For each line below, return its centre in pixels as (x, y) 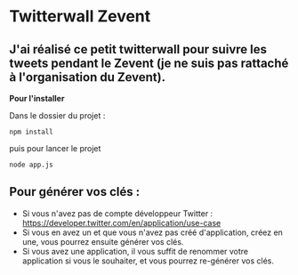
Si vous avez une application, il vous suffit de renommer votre (135, 251)
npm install (31, 132)
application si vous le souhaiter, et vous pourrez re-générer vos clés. (148, 261)
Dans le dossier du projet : (57, 116)
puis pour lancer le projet (55, 148)
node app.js (31, 165)
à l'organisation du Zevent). (88, 77)
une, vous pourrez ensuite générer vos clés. (103, 241)
